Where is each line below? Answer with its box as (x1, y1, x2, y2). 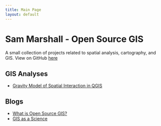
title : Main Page (5, 7, 41, 12)
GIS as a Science (12, 116, 47, 122)
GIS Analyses (5, 69, 48, 78)
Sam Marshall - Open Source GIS (5, 33, 144, 45)
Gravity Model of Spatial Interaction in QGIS (12, 83, 102, 89)
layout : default (5, 12, 39, 17)
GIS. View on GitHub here (5, 55, 58, 61)
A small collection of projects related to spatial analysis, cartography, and (5, 50, 156, 56)
